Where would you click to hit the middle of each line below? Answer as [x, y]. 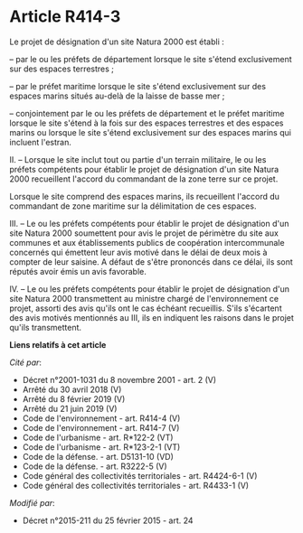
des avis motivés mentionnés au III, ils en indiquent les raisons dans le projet [151, 317]
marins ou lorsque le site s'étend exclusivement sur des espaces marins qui [151, 132]
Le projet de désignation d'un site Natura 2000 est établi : [117, 42]
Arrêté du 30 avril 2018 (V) [72, 389]
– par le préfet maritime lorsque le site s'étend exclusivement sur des [138, 86]
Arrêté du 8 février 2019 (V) [74, 398]
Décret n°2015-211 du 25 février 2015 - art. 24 [108, 520]
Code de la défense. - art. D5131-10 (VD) [98, 456]
